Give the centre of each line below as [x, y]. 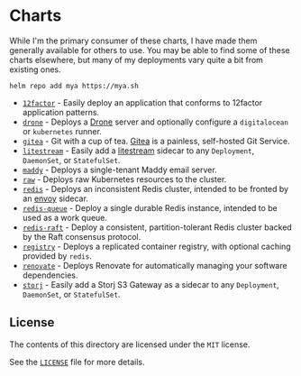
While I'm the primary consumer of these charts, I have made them [133, 41]
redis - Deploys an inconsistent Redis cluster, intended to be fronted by [155, 188]
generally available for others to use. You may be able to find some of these [150, 50]
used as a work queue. [65, 217]
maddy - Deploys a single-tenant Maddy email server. [120, 170]
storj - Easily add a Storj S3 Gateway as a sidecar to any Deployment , [150, 284]
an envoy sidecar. [55, 198]
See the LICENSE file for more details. [77, 362]
